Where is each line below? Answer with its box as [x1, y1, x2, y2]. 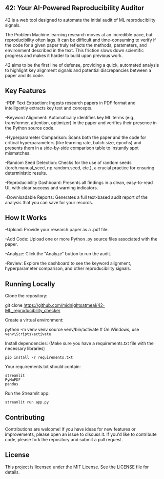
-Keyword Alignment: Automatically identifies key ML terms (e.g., [5, 114, 136, 120]
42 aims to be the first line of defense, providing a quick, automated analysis [5, 62, 159, 68]
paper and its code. [5, 72, 44, 78]
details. [5, 469, 20, 475]
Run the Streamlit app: [5, 390, 50, 397]
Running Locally [5, 280, 55, 288]
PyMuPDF [5, 377, 21, 382]
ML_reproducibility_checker [5, 308, 61, 314]
